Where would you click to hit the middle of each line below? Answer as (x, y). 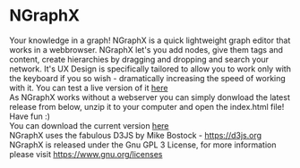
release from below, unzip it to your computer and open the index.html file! (147, 106)
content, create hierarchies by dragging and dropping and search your (139, 59)
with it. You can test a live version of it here (89, 88)
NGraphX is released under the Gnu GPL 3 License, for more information (143, 145)
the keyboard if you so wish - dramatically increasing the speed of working (148, 78)
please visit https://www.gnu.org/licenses (86, 154)
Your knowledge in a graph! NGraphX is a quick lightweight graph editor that (150, 40)
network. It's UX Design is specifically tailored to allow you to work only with (150, 69)
